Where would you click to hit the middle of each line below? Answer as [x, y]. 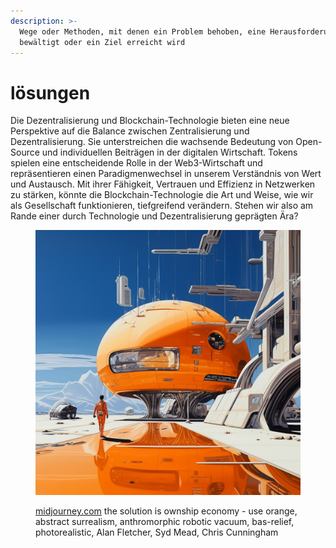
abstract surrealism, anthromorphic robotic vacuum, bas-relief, [165, 522]
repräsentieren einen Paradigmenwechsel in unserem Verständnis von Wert [166, 174]
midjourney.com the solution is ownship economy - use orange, [166, 511]
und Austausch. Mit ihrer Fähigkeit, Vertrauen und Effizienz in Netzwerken [163, 184]
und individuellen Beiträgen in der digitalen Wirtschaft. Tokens [169, 152]
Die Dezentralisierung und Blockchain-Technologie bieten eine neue [150, 121]
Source [25, 152]
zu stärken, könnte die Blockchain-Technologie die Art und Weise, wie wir [162, 195]
